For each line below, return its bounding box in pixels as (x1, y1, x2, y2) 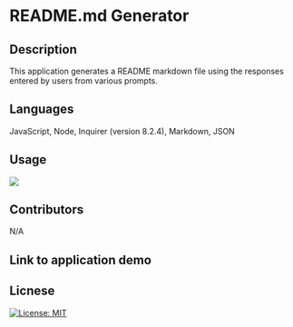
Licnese (9, 283, 55, 299)
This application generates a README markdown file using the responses (9, 65, 284, 76)
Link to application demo (9, 252, 152, 268)
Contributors (9, 202, 84, 218)
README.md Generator (9, 5, 190, 26)
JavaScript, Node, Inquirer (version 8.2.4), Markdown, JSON (9, 125, 236, 136)
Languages (9, 102, 74, 117)
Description (9, 42, 77, 57)
